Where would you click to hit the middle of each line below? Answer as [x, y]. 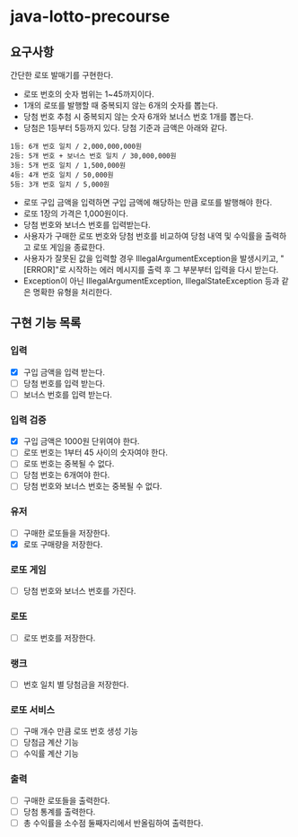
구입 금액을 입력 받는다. [64, 372]
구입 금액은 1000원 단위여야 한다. [81, 441]
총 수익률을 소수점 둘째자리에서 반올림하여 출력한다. [113, 823]
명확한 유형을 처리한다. [73, 292]
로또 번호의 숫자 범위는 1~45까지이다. [89, 94]
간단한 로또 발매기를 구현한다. [62, 75]
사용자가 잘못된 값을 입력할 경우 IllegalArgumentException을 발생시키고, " [154, 258]
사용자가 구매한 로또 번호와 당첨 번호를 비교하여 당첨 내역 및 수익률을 [143, 236]
